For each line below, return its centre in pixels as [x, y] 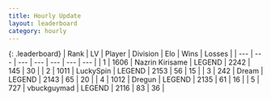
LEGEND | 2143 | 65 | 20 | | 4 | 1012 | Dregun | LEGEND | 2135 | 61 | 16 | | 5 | [134, 80]
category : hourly [38, 31]
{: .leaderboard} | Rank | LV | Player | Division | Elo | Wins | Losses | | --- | [131, 54]
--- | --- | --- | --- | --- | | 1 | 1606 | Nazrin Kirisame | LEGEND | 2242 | [134, 62]
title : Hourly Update [45, 16]
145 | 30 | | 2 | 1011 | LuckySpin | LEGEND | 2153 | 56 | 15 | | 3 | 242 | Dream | [136, 71]
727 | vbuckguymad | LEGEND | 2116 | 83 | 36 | [87, 88]
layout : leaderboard [43, 23]
